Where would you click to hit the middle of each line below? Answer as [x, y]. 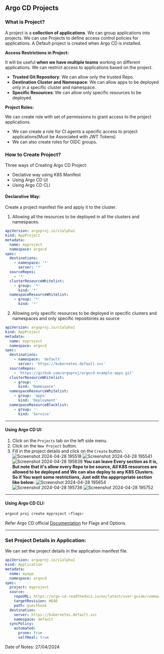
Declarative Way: [23, 196]
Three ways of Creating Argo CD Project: [46, 165]
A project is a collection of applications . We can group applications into [78, 33]
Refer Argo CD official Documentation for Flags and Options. [66, 523]
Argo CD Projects [32, 8]
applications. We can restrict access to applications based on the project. [79, 67]
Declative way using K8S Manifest [46, 175]
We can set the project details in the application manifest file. [66, 551]
